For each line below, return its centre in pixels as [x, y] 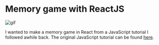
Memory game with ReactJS [65, 9]
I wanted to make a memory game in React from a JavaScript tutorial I [77, 32]
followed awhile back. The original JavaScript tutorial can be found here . [80, 37]
